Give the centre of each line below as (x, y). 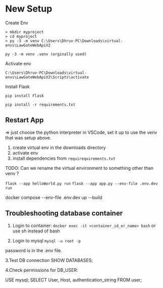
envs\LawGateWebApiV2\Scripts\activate (47, 77)
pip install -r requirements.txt (40, 105)
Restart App (24, 120)
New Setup (29, 9)
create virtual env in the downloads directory (59, 148)
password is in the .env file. (34, 250)
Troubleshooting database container (64, 213)
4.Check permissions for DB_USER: (42, 270)
